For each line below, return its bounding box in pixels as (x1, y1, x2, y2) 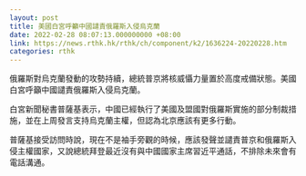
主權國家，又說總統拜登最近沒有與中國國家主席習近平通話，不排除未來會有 (16, 146, 297, 157)
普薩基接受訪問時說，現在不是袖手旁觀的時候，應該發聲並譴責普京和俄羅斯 (9, 134, 289, 145)
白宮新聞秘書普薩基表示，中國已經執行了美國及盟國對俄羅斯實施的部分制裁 (9, 103, 289, 114)
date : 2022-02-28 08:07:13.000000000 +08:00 (9, 30, 181, 39)
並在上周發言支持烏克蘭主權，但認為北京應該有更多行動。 (25, 115, 241, 126)
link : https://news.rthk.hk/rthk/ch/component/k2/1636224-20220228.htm (9, 38, 287, 48)
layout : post (9, 13, 59, 23)
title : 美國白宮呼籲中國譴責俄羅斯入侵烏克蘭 (9, 22, 161, 31)
